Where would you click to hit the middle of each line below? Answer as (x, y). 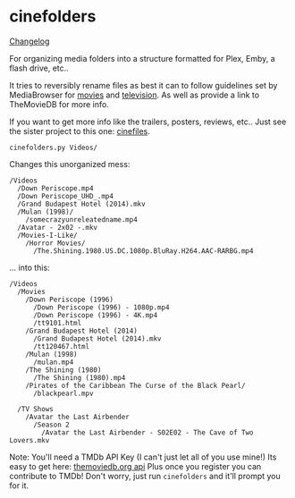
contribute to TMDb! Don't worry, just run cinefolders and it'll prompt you (145, 476)
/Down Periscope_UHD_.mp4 (66, 196)
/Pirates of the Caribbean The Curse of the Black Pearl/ (135, 385)
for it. (19, 485)
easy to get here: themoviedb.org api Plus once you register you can (135, 466)
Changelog (29, 41)
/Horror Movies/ (56, 243)
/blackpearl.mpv (63, 393)
